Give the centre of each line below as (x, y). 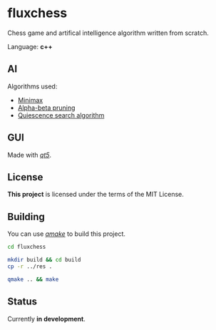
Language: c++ (30, 46)
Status (22, 302)
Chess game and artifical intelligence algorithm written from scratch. (108, 33)
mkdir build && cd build (44, 260)
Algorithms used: (32, 86)
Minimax (30, 100)
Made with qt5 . (30, 155)
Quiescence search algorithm (61, 115)
